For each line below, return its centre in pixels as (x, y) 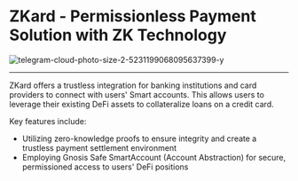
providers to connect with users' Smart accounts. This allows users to (137, 94)
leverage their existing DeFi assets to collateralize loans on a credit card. (141, 104)
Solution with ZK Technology (118, 35)
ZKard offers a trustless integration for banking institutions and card (133, 85)
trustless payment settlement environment (99, 147)
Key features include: (48, 121)
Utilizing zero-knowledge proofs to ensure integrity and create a (139, 138)
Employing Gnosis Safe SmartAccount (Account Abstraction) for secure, (154, 157)
